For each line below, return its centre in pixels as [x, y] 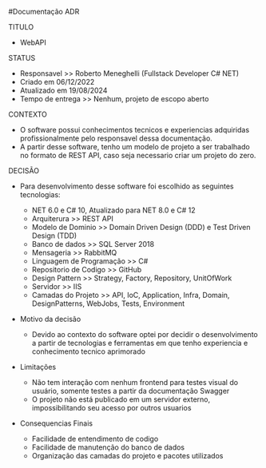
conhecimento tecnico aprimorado [89, 351]
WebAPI [33, 42]
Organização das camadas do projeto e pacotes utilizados [127, 456]
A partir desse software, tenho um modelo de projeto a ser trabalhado [135, 147]
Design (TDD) [54, 236]
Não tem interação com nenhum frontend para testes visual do [135, 382]
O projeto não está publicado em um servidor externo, [121, 399]
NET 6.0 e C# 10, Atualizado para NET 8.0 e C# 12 [113, 210]
